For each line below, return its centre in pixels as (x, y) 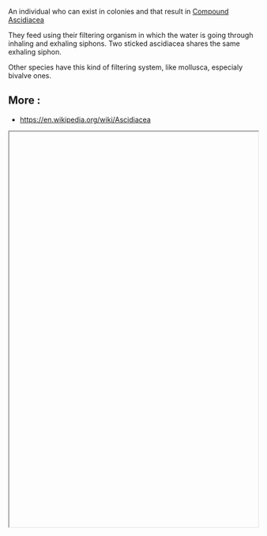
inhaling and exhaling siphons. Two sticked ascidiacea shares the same (124, 43)
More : (24, 101)
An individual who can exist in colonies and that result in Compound (118, 11)
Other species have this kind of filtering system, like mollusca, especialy (126, 67)
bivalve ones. (30, 75)
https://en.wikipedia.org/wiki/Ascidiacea (85, 119)
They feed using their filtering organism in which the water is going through (131, 35)
